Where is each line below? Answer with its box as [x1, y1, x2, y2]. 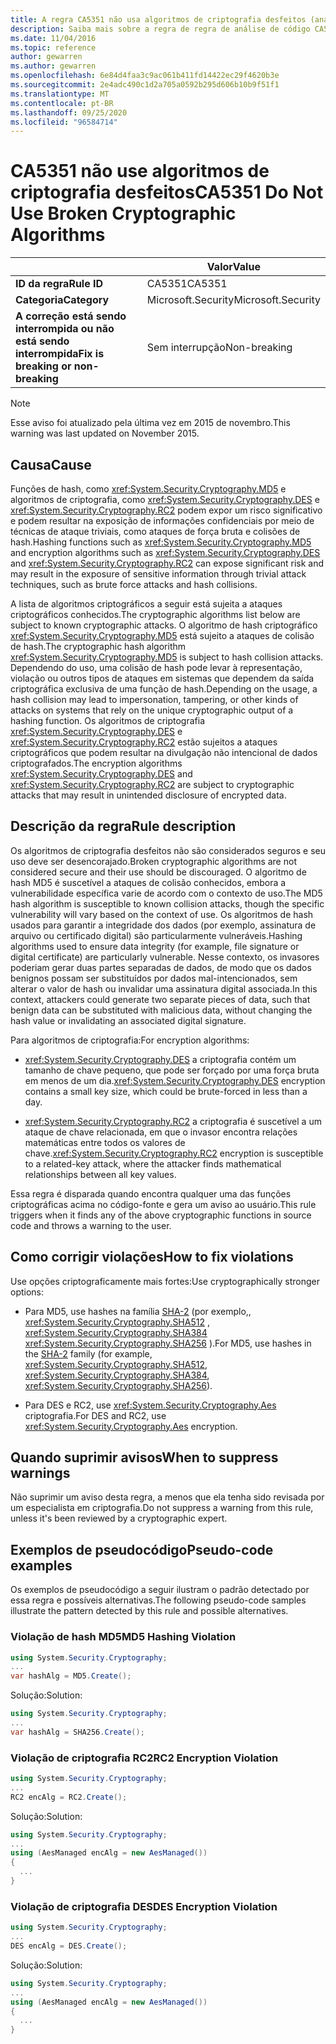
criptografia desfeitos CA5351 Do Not [10, 181, 324, 204]
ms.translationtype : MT [10, 89, 110, 99]
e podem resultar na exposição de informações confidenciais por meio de [10, 515, 315, 526]
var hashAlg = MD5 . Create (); [10, 1671, 132, 1681]
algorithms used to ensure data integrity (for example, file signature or [10, 940, 300, 952]
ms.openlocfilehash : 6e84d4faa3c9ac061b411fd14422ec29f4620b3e [10, 71, 280, 81]
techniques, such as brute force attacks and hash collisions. [10, 579, 258, 590]
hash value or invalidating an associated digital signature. [10, 1014, 247, 1026]
